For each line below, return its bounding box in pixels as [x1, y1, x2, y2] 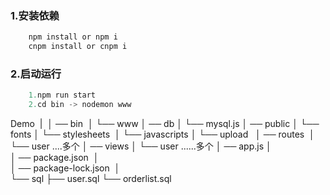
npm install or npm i [28, 32, 118, 42]
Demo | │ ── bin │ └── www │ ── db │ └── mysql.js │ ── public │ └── [10, 118, 320, 130]
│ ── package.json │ [10, 152, 100, 164]
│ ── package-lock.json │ [10, 162, 121, 174]
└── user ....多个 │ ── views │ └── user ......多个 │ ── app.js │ [10, 140, 272, 152]
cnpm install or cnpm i [28, 42, 128, 52]
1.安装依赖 [10, 8, 60, 22]
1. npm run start [28, 90, 97, 101]
